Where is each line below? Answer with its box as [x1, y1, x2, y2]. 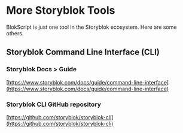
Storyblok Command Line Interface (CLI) [6, 47, 160, 58]
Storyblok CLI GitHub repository [6, 100, 102, 108]
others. [6, 29, 24, 37]
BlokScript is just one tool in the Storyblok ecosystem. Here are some [6, 23, 177, 31]
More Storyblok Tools [6, 4, 115, 17]
